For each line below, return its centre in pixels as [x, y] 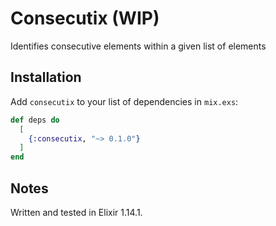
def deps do [35, 120]
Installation [46, 77]
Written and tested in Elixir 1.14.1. [76, 212]
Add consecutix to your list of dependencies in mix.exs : [124, 101]
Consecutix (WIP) [85, 18]
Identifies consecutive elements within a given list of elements [138, 46]
